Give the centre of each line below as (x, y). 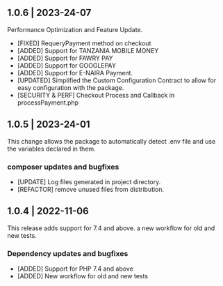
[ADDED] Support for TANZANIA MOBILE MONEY (88, 50)
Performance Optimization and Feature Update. (75, 29)
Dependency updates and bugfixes (68, 253)
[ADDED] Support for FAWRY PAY (65, 58)
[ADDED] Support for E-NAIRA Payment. (75, 73)
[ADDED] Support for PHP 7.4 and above (75, 269)
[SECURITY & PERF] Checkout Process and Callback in (96, 95)
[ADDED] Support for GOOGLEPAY (67, 65)
